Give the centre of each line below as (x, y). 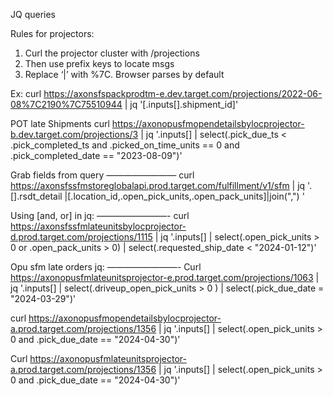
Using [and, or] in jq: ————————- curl (100, 215)
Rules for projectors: (52, 33)
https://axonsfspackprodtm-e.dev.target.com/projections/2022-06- (183, 93)
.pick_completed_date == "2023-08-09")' (96, 155)
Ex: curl (26, 93)
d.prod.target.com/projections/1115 (81, 237)
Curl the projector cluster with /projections (112, 53)
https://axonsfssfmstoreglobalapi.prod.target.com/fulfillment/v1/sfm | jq (158, 185)
